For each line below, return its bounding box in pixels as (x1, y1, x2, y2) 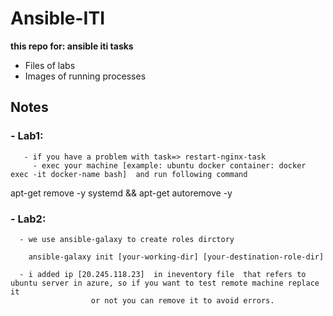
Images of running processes (24, 70, 147, 82)
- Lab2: (10, 212, 47, 226)
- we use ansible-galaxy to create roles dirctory (19, 234, 235, 244)
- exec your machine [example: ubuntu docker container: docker (32, 160, 307, 171)
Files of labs (24, 59, 76, 71)
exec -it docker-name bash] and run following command (10, 169, 248, 179)
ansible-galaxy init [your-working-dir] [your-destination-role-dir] (28, 252, 325, 262)
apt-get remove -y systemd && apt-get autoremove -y (10, 187, 233, 199)
